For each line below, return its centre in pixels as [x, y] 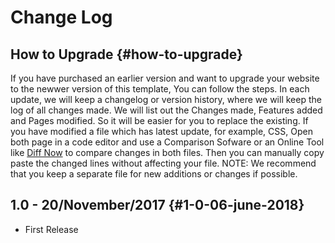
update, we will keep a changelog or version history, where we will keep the [166, 99]
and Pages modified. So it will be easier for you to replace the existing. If [159, 120]
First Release [51, 229]
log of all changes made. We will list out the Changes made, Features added [166, 110]
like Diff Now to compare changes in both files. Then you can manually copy [167, 152]
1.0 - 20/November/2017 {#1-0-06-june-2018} [157, 205]
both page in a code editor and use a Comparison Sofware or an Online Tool [167, 142]
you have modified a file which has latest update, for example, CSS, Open [161, 131]
